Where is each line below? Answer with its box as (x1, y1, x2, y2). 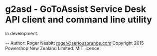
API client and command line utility (5, 14, 152, 25)
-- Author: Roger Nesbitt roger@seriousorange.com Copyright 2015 (5, 40, 144, 46)
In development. (5, 30, 38, 36)
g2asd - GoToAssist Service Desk (5, 3, 146, 15)
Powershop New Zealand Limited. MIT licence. (5, 45, 101, 51)
